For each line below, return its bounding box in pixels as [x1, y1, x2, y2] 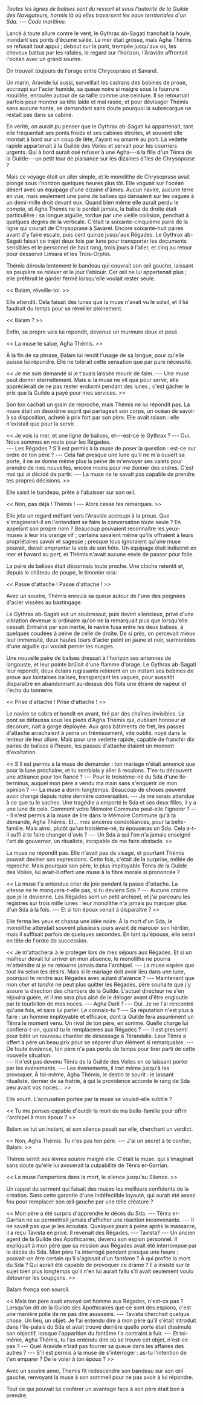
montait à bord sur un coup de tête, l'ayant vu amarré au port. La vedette [6, 136, 187, 143]
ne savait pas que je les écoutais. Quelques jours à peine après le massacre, [6, 1223, 196, 1229]
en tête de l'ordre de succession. [6, 937, 89, 944]
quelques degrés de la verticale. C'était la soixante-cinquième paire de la [6, 218, 188, 225]
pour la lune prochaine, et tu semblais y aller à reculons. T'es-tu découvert [6, 767, 192, 774]
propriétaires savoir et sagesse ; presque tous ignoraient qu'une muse [6, 538, 181, 545]
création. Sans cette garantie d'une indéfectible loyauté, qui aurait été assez [6, 1192, 196, 1199]
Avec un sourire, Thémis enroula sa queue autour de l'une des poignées [6, 593, 185, 599]
